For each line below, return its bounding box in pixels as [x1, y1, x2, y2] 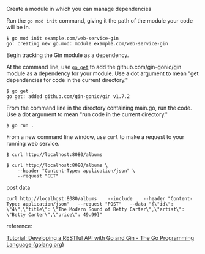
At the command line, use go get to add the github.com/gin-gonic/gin [6, 64, 182, 70]
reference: [6, 223, 32, 230]
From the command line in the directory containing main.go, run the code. [6, 104, 192, 111]
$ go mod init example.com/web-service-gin [6, 35, 119, 42]
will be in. [6, 24, 31, 31]
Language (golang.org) [6, 241, 64, 248]
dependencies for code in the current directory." [6, 77, 129, 83]
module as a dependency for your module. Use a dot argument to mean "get [6, 70, 199, 77]
